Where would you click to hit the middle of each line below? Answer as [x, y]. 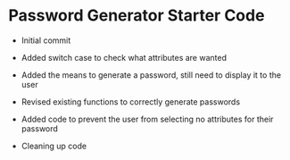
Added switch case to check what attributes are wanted [124, 57]
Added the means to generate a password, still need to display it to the [151, 75]
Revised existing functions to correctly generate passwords [131, 101]
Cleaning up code [54, 146]
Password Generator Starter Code [137, 16]
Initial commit [46, 40]
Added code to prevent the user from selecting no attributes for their [147, 119]
